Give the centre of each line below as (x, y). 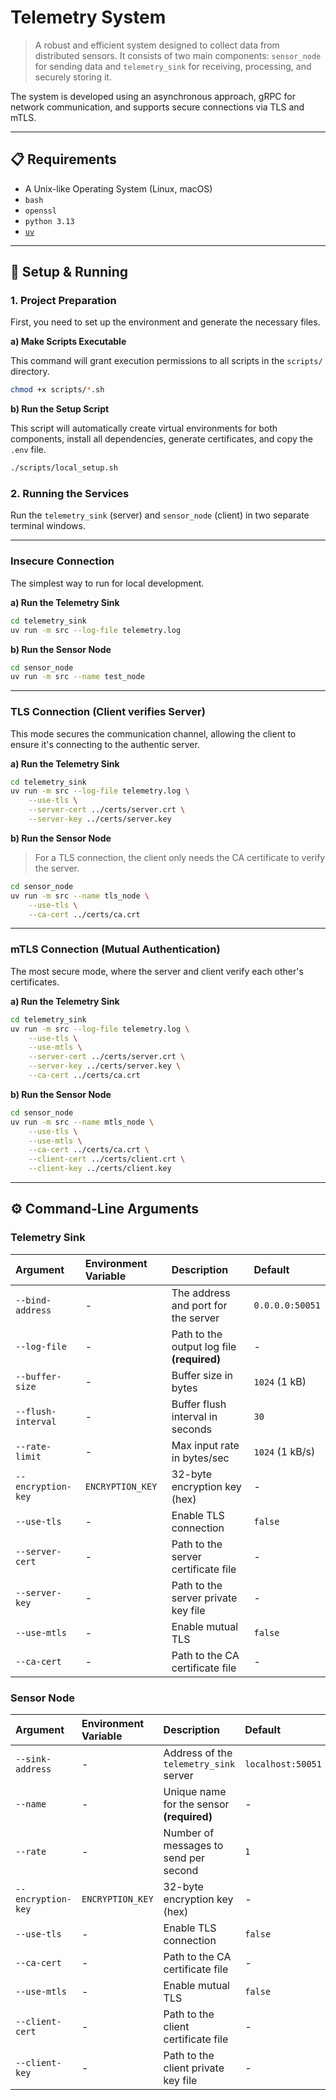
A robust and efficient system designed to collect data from (157, 45)
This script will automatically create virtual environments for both (144, 428)
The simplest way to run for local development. (107, 583)
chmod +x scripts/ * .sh (57, 390)
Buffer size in (202, 1375)
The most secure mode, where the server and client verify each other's (157, 971)
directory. (30, 372)
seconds (191, 1429)
